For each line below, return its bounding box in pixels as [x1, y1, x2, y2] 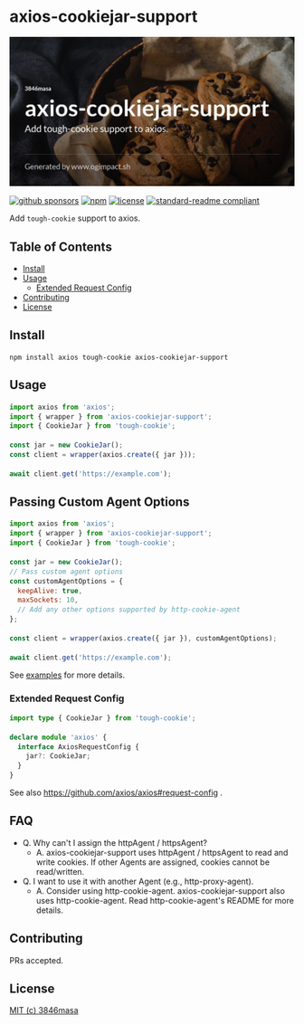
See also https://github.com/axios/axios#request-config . [9, 787, 223, 798]
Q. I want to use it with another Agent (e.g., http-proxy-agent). [22, 876, 254, 887]
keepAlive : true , [17, 586, 83, 595]
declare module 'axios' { [9, 733, 107, 742]
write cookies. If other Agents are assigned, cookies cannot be [35, 857, 270, 868]
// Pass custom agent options [9, 567, 124, 576]
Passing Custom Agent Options [9, 495, 190, 510]
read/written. [35, 866, 85, 877]
